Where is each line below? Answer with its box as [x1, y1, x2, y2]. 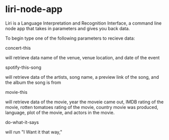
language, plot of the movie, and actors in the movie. [5, 109, 115, 115]
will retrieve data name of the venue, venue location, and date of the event [5, 54, 160, 61]
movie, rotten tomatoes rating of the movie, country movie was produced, [5, 104, 158, 110]
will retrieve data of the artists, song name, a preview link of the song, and [5, 74, 159, 80]
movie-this [5, 89, 28, 95]
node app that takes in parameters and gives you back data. [5, 25, 130, 31]
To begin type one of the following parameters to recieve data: [5, 35, 135, 41]
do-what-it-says [5, 119, 39, 125]
